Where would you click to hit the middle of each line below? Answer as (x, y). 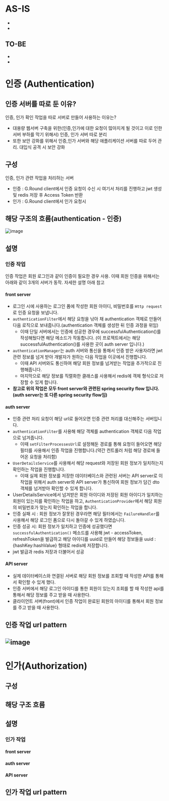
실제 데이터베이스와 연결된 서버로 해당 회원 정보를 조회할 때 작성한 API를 (83, 575)
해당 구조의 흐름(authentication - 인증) (64, 219)
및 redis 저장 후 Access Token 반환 (48, 195)
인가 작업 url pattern (36, 792)
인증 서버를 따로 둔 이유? (41, 104)
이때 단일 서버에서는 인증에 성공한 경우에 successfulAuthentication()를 (91, 332)
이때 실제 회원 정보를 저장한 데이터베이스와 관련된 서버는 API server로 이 (91, 476)
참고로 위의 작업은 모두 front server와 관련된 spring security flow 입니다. (86, 389)
